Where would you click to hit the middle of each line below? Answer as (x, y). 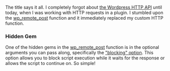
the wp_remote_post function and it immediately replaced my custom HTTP (84, 18)
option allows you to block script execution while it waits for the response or (85, 58)
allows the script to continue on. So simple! (50, 63)
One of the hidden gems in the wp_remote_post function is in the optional (82, 47)
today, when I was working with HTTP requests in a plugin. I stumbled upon (84, 13)
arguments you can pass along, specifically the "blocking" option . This (79, 53)
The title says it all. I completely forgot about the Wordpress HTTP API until (84, 7)
